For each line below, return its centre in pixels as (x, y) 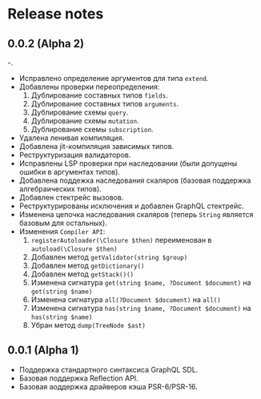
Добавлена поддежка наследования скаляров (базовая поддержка (135, 180)
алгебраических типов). (60, 189)
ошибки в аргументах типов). (70, 172)
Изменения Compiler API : (62, 232)
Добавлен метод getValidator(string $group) (109, 257)
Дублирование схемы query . (80, 112)
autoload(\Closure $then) (74, 249)
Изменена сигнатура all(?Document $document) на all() (126, 300)
